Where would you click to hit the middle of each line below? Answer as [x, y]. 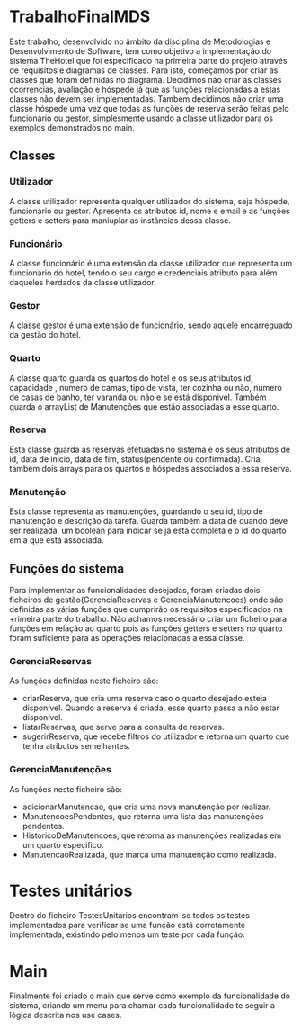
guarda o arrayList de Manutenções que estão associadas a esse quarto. [144, 406]
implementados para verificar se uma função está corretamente [128, 925]
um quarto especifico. [63, 844]
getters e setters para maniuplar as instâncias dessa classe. [120, 220]
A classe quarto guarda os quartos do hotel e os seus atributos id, [131, 378]
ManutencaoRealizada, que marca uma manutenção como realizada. [149, 854]
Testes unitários [71, 891]
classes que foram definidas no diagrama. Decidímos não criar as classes [146, 79]
